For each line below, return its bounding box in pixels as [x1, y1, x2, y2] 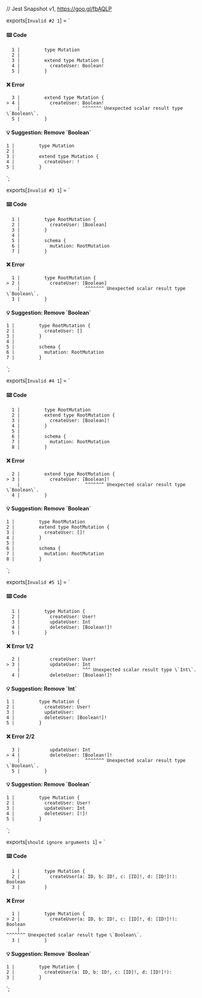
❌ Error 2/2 [6, 733, 35, 740]
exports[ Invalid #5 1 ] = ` [6, 578, 70, 585]
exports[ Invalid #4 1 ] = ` [6, 377, 70, 384]
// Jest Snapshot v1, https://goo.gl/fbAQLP [6, 5, 112, 12]
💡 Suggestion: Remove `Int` [6, 685, 77, 692]
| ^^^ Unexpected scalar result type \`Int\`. [17, 667, 197, 673]
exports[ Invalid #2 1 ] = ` [6, 17, 70, 24]
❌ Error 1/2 [6, 642, 34, 650]
